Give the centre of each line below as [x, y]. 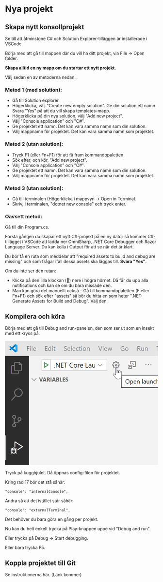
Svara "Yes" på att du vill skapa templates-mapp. [61, 111]
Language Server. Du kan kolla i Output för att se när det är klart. [70, 247]
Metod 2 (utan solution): [34, 144]
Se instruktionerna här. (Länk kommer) [43, 575]
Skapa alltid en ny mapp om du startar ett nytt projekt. [61, 68]
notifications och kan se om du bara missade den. [62, 285]
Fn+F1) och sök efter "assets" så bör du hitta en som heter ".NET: [77, 296]
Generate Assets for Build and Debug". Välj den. [60, 301]
